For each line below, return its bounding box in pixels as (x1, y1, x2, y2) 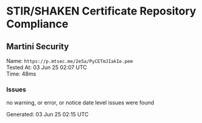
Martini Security (6, 41, 69, 52)
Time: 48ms (6, 70, 36, 77)
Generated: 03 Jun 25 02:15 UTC (6, 111, 89, 118)
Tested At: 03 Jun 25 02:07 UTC (6, 64, 87, 71)
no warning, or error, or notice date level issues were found (6, 99, 155, 107)
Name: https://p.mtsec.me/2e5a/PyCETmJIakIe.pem (6, 58, 133, 64)
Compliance (6, 17, 69, 31)
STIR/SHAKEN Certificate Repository (6, 4, 197, 18)
